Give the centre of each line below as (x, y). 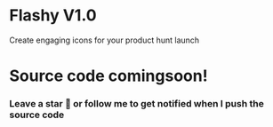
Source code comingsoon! (108, 76)
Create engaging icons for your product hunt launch (104, 40)
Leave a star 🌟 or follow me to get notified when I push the (136, 104)
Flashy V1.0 (53, 16)
